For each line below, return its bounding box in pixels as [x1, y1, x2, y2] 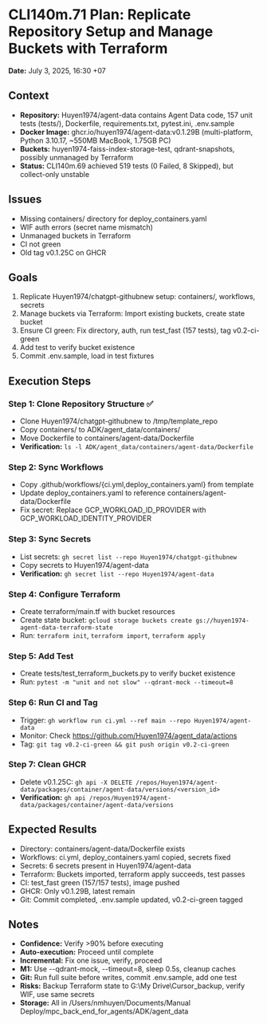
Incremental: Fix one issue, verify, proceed [19, 955, 163, 966]
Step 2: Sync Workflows [8, 461, 104, 472]
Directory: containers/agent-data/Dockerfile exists [19, 844, 186, 853]
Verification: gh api [19, 792, 86, 802]
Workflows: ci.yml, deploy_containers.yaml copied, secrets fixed [19, 852, 231, 862]
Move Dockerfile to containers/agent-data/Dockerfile [19, 433, 194, 443]
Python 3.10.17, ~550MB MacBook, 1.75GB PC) [19, 136, 171, 145]
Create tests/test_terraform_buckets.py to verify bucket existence [19, 668, 236, 679]
